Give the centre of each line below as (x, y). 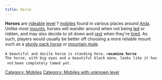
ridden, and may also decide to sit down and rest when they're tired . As (76, 33)
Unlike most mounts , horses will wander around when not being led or (75, 28)
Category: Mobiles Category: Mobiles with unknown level (62, 72)
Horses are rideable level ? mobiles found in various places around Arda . (78, 23)
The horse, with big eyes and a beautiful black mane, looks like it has (81, 58)
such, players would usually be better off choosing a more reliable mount (78, 39)
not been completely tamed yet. (39, 63)
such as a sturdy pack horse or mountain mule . (52, 44)
